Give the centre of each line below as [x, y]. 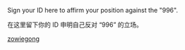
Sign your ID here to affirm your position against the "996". [93, 10]
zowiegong [24, 39]
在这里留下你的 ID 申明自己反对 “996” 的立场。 [75, 25]
